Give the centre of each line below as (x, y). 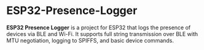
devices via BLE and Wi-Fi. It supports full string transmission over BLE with (102, 34)
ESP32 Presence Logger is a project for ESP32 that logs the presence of (99, 27)
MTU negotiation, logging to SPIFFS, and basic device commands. (90, 40)
